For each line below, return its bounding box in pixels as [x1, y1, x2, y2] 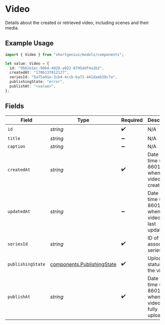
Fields [5, 102, 25, 110]
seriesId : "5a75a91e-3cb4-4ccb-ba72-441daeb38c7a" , [9, 75, 118, 80]
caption [7, 143, 26, 149]
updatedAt [7, 209, 30, 214]
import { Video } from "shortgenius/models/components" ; [5, 52, 124, 57]
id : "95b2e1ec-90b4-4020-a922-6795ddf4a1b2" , [9, 65, 105, 71]
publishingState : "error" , [9, 80, 65, 84]
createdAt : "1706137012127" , [9, 70, 69, 75]
